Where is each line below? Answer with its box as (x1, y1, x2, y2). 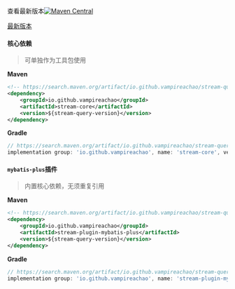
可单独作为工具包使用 (24, 56, 86, 65)
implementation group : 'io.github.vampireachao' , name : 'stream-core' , (7, 149, 220, 156)
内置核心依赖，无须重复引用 (24, 182, 105, 190)
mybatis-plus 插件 (7, 165, 57, 173)
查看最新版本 (7, 7, 44, 15)
